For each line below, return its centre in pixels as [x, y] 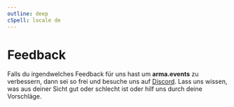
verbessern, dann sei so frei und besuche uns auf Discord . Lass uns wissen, [117, 82]
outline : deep [28, 14]
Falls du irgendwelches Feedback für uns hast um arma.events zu [103, 74]
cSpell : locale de [34, 20]
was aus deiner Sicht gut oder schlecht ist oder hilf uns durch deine [105, 89]
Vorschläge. [25, 97]
